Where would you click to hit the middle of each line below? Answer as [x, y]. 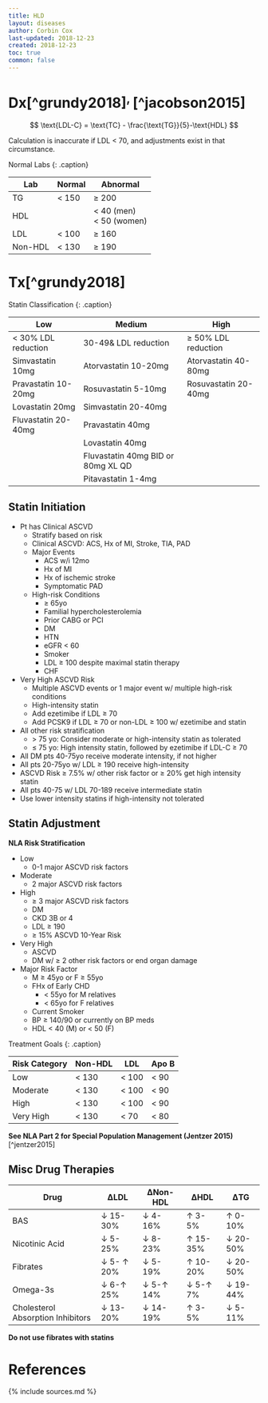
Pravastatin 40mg [116, 425]
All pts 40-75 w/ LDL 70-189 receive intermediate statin [110, 789]
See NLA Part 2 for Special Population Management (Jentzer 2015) [121, 1136]
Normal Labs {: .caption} [49, 165]
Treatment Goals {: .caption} [55, 1044]
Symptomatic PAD [73, 586]
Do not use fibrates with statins [61, 1337]
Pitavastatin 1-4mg [120, 479]
